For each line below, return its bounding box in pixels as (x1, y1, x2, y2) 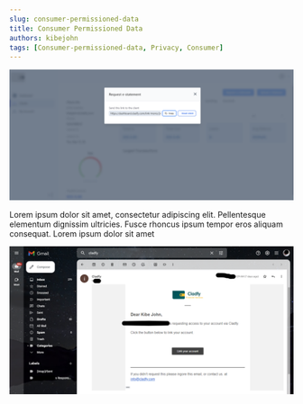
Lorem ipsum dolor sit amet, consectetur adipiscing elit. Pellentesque (9, 209, 266, 220)
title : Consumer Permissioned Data (9, 23, 143, 33)
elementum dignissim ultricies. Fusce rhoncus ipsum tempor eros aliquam (9, 219, 284, 229)
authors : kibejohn (9, 33, 78, 42)
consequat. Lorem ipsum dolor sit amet (9, 228, 155, 238)
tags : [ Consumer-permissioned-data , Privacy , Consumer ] (9, 43, 224, 52)
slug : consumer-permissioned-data (9, 14, 140, 23)
